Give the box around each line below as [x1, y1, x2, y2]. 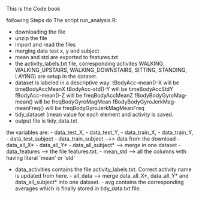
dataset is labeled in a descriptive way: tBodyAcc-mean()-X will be [14, 79, 180, 86]
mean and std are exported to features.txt [14, 54, 118, 60]
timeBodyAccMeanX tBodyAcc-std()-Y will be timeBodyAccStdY [14, 86, 174, 92]
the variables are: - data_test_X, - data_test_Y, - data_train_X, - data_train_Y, [6, 129, 194, 136]
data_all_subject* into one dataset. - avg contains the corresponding [14, 179, 184, 185]
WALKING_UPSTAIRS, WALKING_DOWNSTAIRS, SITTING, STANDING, [14, 66, 188, 74]
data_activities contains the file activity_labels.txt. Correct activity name [14, 166, 192, 173]
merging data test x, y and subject [14, 47, 99, 54]
